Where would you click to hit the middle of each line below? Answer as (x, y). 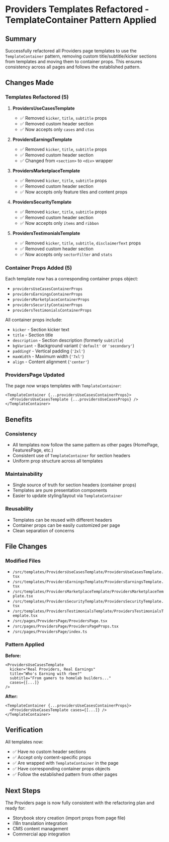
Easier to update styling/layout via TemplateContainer (67, 496)
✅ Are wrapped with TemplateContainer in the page (65, 763)
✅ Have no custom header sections (49, 752)
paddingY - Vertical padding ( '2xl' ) (49, 351)
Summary (21, 39)
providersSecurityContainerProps (48, 305)
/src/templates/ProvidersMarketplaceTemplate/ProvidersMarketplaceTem (88, 592)
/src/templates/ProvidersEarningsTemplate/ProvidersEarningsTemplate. (88, 582)
